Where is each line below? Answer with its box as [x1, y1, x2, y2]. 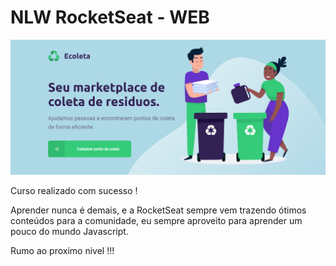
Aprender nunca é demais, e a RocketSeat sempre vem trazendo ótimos [10, 204, 307, 216]
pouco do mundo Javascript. [10, 226, 129, 237]
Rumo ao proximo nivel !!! [10, 245, 115, 256]
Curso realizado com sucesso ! [10, 185, 138, 196]
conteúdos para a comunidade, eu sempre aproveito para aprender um [10, 215, 303, 226]
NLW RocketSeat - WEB [10, 6, 210, 29]
